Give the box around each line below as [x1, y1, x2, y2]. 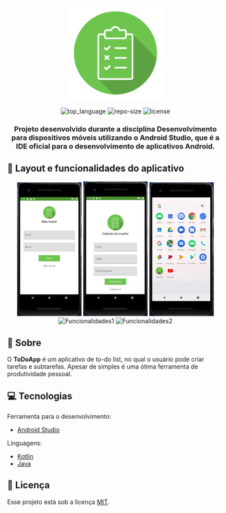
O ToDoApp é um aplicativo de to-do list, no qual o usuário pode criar [7, 356, 205, 364]
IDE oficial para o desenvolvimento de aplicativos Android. [16, 141, 215, 151]
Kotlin [16, 452, 34, 460]
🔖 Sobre [7, 337, 42, 349]
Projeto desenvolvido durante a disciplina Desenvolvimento [14, 124, 217, 133]
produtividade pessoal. [7, 370, 72, 378]
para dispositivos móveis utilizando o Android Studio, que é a [11, 133, 220, 142]
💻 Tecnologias [7, 391, 73, 402]
